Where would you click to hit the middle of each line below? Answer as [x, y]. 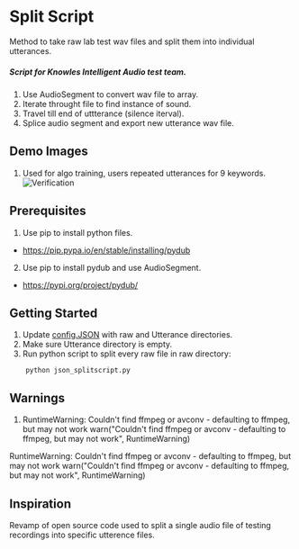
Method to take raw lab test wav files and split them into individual [132, 41]
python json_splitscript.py [78, 371]
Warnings [37, 398]
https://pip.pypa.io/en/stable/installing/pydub [106, 250]
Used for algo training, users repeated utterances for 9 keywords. [144, 173]
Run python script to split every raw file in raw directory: [127, 354]
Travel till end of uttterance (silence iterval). [103, 113]
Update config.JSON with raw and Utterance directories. [127, 335]
